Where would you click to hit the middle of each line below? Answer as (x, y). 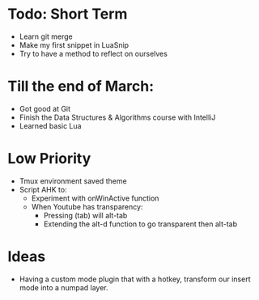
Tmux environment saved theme (73, 181)
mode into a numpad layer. (64, 287)
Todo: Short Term (68, 14)
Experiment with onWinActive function (95, 198)
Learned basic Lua (50, 125)
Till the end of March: (81, 87)
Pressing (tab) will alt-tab (85, 215)
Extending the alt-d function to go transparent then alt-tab (140, 224)
